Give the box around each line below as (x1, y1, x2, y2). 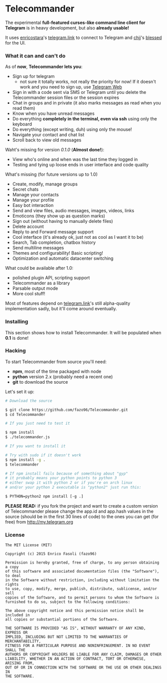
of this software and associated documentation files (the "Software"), (5, 569, 160, 574)
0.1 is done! (5, 335, 29, 341)
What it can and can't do (5, 52, 66, 59)
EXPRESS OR (5, 630, 28, 635)
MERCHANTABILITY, (5, 639, 41, 644)
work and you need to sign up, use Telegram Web (19, 84, 122, 90)
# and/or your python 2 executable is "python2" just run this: (5, 485, 142, 490)
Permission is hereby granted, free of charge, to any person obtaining (5, 560, 160, 565)
